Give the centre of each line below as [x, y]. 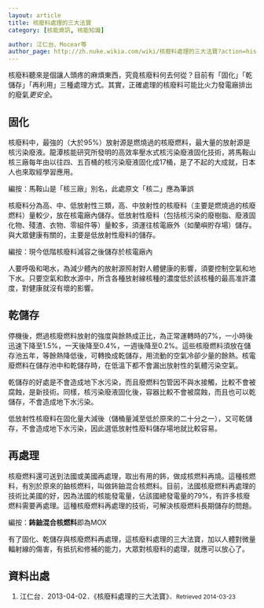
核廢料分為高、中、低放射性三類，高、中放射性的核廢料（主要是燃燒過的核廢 [132, 205]
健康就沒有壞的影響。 [63, 287]
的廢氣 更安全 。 [32, 95]
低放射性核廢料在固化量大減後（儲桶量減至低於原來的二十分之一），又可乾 [127, 418]
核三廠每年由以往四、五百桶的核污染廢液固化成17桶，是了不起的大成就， [125, 161]
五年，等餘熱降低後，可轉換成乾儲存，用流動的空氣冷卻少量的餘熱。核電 [139, 355]
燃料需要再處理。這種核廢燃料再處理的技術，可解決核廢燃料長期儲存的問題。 [132, 506]
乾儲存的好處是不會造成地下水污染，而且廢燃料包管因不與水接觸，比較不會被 [132, 382]
